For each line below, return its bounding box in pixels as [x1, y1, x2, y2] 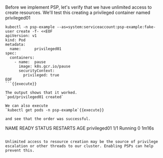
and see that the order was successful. [5, 116, 91, 121]
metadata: [5, 42, 26, 47]
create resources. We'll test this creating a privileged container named [5, 9, 150, 15]
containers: [10, 55, 35, 60]
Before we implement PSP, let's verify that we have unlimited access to [5, 4, 152, 10]
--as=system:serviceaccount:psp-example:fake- [57, 24, 156, 29]
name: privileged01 [10, 46, 62, 51]
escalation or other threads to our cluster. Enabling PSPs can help [5, 143, 154, 148]
